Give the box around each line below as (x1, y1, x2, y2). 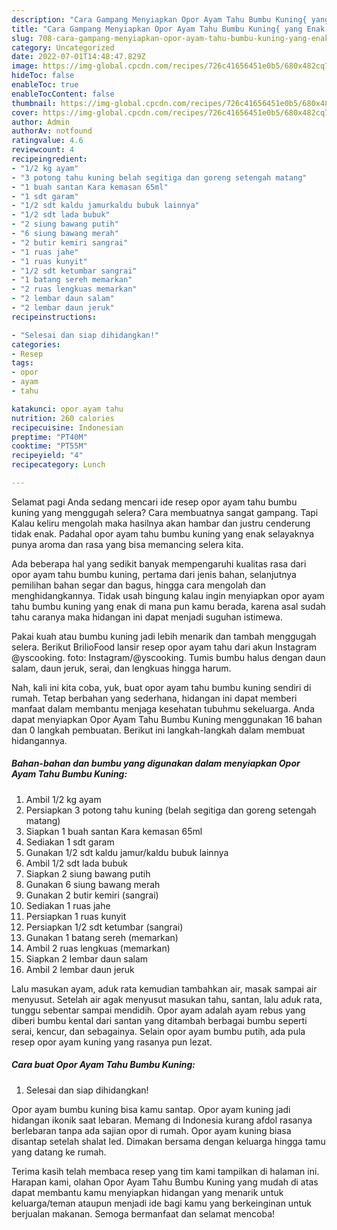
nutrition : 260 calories (11, 413, 115, 423)
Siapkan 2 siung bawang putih (25, 867, 151, 880)
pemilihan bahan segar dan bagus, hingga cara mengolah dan (11, 579, 266, 591)
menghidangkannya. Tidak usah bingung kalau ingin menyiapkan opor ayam (11, 589, 325, 601)
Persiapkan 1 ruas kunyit (25, 910, 127, 922)
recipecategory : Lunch (11, 460, 106, 470)
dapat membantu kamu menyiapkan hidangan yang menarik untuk (11, 1186, 284, 1198)
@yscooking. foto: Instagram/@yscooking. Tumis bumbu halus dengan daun (11, 651, 326, 663)
